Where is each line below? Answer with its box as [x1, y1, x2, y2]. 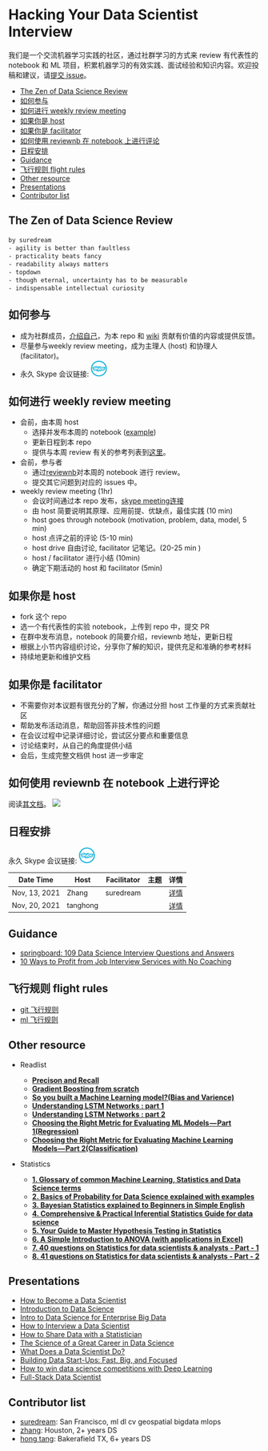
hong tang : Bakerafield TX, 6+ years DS [19, 1434, 151, 1444]
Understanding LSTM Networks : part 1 [31, 1100, 164, 1110]
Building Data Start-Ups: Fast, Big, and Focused [19, 1356, 178, 1365]
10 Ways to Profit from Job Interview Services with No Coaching [19, 956, 232, 966]
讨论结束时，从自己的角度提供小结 [19, 740, 133, 750]
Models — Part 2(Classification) [31, 1143, 138, 1153]
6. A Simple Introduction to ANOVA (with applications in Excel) [31, 1234, 244, 1244]
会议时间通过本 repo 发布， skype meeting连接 [31, 496, 184, 506]
